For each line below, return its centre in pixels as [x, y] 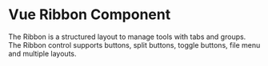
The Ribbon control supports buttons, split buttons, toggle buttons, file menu [134, 45]
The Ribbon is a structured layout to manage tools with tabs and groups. [127, 37]
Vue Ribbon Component [90, 15]
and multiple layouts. [42, 53]
